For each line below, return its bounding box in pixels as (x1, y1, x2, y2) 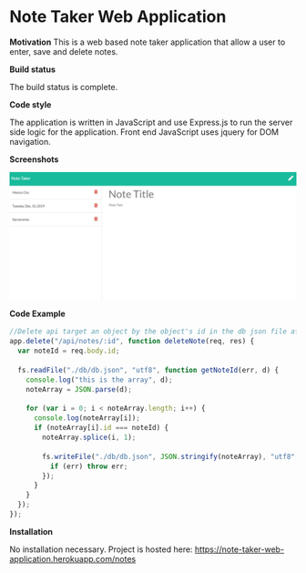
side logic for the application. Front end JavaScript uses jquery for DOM (9, 126, 280, 138)
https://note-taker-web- (194, 544, 285, 555)
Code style (9, 98, 52, 110)
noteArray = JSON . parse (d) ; (25, 384, 132, 394)
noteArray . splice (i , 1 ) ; (42, 433, 137, 443)
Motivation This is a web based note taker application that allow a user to (9, 36, 286, 47)
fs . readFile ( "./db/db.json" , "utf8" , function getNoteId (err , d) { (17, 365, 280, 374)
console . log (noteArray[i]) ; (33, 414, 141, 423)
